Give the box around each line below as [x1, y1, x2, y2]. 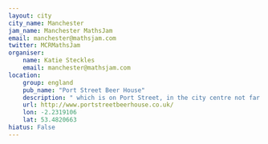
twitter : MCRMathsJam [8, 42, 81, 50]
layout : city [8, 11, 52, 20]
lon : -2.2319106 [22, 109, 78, 117]
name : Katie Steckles [22, 57, 95, 65]
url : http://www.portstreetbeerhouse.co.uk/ [22, 101, 174, 109]
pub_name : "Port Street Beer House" [22, 86, 146, 94]
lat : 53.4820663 [22, 116, 78, 124]
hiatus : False [8, 123, 56, 131]
